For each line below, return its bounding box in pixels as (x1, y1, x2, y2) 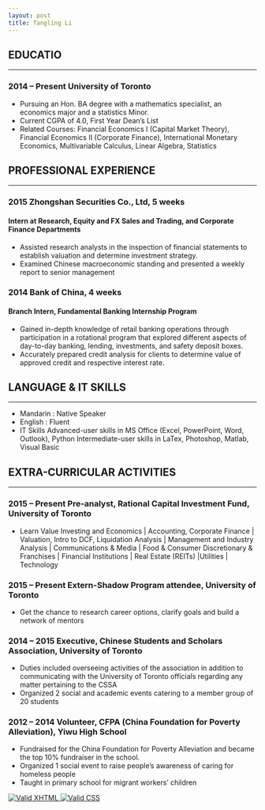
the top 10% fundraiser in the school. (19, 752, 140, 763)
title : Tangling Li (8, 19, 73, 27)
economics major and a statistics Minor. (19, 107, 150, 117)
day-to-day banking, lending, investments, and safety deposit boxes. (19, 341, 244, 350)
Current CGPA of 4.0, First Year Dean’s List (19, 115, 159, 125)
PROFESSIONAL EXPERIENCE (8, 164, 156, 177)
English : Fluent (19, 417, 70, 427)
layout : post (8, 11, 51, 20)
